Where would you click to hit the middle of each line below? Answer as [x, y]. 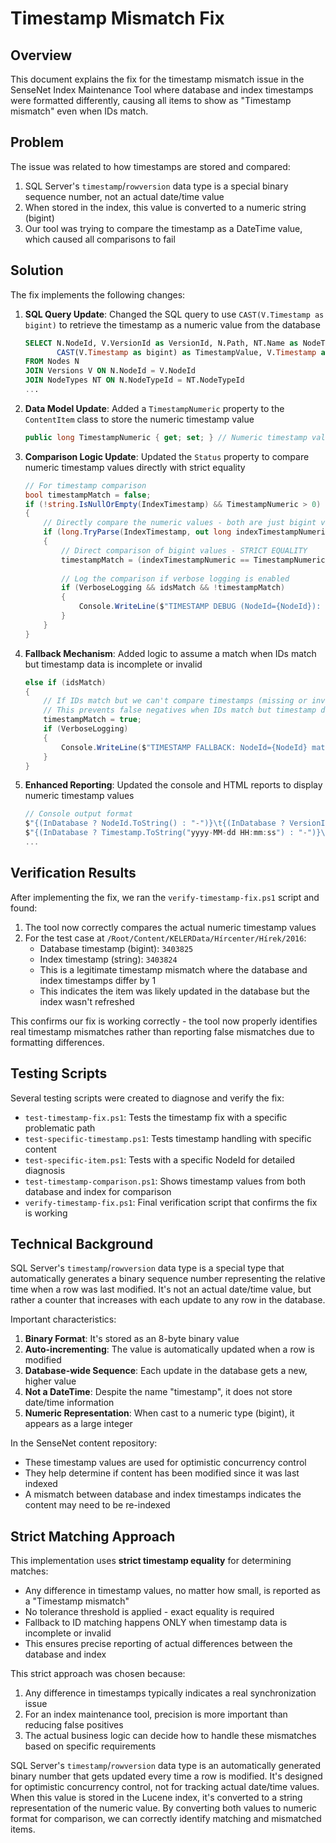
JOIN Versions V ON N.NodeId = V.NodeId [110, 371]
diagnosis [45, 1170]
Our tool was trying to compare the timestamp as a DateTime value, [163, 228]
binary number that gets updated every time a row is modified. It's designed [166, 1776]
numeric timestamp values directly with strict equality [135, 467]
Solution [37, 270]
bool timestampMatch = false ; [88, 495]
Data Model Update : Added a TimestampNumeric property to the [154, 408]
